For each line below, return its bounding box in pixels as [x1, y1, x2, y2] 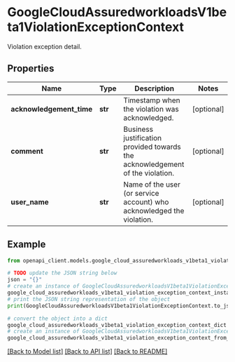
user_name [10, 197, 49, 207]
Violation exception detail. [7, 42, 82, 51]
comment [10, 146, 43, 156]
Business [123, 124, 154, 134]
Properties [7, 62, 55, 74]
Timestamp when [123, 95, 180, 105]
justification [123, 133, 162, 142]
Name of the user [123, 180, 180, 189]
